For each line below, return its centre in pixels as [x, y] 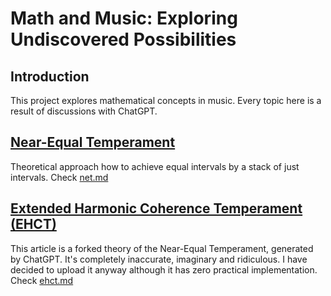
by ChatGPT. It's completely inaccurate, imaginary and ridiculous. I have [159, 259]
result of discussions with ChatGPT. [84, 111]
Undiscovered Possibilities [123, 39]
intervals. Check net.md [59, 177]
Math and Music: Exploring [124, 18]
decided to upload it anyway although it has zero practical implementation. [164, 269]
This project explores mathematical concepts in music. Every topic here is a [166, 100]
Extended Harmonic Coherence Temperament [156, 208]
